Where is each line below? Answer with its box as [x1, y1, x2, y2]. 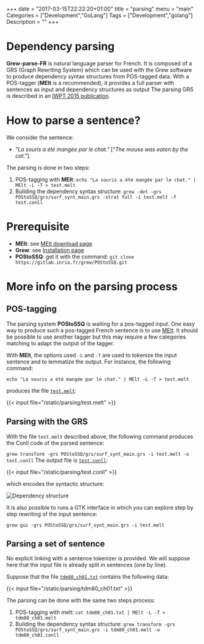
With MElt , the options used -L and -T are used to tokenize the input [6, 351, 177, 359]
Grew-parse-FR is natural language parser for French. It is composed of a [6, 59, 192, 67]
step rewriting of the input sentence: [6, 510, 97, 518]
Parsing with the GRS [6, 417, 88, 427]
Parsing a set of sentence [6, 539, 105, 549]
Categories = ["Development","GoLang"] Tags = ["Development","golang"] [6, 12, 193, 19]
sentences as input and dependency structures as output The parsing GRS [6, 86, 194, 93]
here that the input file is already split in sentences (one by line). [6, 562, 167, 569]
